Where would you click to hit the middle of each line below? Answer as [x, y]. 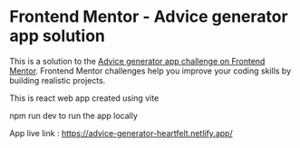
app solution [58, 36]
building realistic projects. [58, 80]
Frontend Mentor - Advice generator [149, 17]
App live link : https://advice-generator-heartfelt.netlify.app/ [121, 133]
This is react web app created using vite [84, 98]
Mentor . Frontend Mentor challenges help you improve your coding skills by [150, 71]
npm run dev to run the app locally [74, 115]
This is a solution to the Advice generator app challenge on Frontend [137, 61]
